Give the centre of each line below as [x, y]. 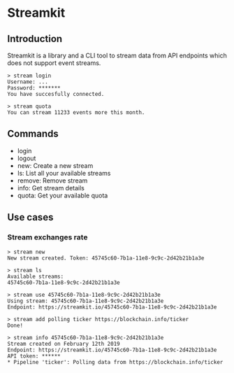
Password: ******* [34, 88]
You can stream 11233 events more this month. [76, 113]
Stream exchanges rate [47, 237]
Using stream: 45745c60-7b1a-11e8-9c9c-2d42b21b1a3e [86, 301]
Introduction [35, 39]
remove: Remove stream [52, 181]
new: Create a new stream [55, 165]
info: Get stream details [51, 188]
